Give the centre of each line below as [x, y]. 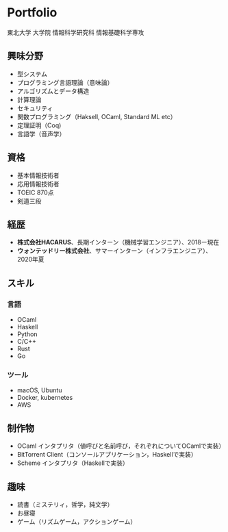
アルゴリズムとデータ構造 [53, 91]
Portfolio [32, 13]
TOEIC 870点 [35, 192]
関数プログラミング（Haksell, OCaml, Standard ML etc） [97, 116]
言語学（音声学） [41, 134]
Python [27, 334]
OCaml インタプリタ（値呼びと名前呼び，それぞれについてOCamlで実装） [121, 446]
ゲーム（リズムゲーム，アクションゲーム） [77, 521]
